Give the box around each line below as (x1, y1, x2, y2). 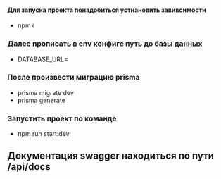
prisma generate (17, 96, 65, 104)
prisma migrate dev (17, 88, 74, 97)
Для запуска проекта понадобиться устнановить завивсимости (7, 6, 206, 14)
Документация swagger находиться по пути (7, 150, 215, 162)
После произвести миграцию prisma (7, 73, 140, 82)
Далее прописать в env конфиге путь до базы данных (7, 39, 203, 49)
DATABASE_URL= (17, 55, 69, 63)
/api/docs (7, 161, 51, 173)
